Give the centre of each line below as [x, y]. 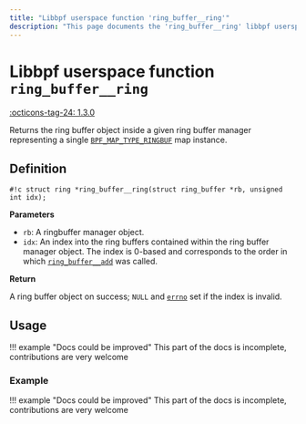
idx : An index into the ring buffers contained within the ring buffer [146, 242]
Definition [38, 168]
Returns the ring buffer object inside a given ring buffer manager [131, 130]
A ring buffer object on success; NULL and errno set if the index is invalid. [146, 296]
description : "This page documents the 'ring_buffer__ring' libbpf [140, 26]
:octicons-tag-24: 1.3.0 [52, 113]
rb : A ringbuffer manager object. [83, 233]
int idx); [28, 198]
